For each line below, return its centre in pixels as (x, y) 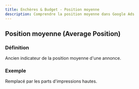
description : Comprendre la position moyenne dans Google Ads (70, 14)
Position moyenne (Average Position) (63, 34)
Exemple (16, 71)
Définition (17, 48)
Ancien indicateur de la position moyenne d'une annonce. (63, 58)
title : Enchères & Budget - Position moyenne (52, 9)
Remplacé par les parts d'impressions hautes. (51, 81)
